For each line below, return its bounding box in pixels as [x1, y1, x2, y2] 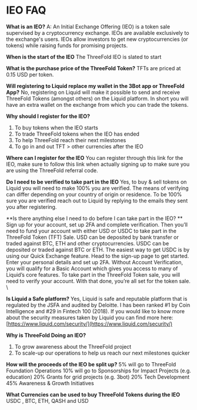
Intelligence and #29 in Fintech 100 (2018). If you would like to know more [6, 307, 185, 314]
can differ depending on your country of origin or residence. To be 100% [6, 191, 182, 198]
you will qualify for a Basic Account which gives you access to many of [6, 265, 178, 272]
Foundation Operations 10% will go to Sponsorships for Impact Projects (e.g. [6, 367, 191, 374]
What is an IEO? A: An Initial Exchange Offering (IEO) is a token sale [6, 23, 171, 30]
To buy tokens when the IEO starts [14, 124, 98, 131]
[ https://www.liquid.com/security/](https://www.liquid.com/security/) [6, 320, 173, 327]
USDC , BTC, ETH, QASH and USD [6, 397, 89, 404]
